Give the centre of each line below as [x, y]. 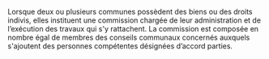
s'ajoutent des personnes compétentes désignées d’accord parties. [120, 46]
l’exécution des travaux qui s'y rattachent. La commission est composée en [133, 29]
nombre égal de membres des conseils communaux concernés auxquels [129, 37]
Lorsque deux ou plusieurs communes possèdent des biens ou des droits [130, 12]
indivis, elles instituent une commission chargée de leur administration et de [134, 20]
